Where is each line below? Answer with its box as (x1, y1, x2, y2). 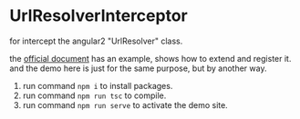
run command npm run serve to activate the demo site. (22, 99, 228, 110)
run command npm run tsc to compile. (22, 90, 167, 101)
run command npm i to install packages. (22, 80, 173, 91)
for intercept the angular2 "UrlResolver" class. (9, 35, 183, 46)
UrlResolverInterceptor (9, 5, 189, 26)
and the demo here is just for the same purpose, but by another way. (9, 63, 267, 74)
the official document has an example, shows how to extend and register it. (9, 53, 292, 64)
